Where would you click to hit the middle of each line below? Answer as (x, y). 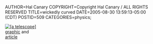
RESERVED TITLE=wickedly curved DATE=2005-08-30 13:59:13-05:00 (76, 12)
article (11, 37)
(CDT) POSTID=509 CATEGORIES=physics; (48, 17)
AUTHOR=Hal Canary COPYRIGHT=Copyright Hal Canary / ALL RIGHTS (77, 7)
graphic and (17, 32)
